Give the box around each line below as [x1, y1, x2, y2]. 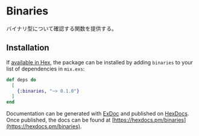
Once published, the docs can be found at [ [6, 116, 115, 124]
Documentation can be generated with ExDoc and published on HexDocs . [6, 110, 189, 117]
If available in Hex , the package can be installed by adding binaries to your [6, 58, 193, 66]
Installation [6, 43, 49, 53]
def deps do [6, 76, 36, 82]
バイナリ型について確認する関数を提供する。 [6, 25, 118, 32]
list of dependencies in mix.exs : [6, 65, 85, 72]
